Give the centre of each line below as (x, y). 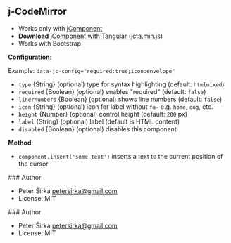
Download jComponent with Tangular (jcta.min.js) (90, 36)
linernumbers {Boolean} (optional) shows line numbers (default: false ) (120, 99)
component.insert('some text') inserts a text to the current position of (120, 156)
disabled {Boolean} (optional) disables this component (97, 129)
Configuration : (30, 57)
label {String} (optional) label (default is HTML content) (99, 121)
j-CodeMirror (38, 12)
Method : (21, 143)
